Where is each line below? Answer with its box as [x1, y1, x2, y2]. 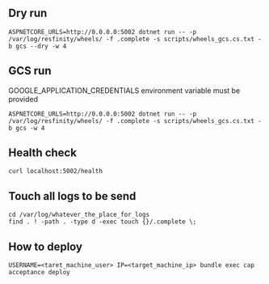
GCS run [8, 64, 52, 78]
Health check [8, 146, 77, 160]
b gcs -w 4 [8, 124, 45, 132]
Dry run [8, 6, 48, 20]
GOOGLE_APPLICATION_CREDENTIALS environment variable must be [8, 85, 241, 95]
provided [8, 94, 39, 104]
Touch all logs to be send [8, 189, 137, 203]
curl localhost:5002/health [8, 167, 103, 176]
